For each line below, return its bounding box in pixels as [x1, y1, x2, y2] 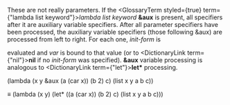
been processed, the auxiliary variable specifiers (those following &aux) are [7, 28, 223, 36]
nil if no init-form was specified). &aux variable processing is [28, 56, 203, 64]
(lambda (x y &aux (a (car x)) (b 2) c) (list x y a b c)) [7, 77, 154, 85]
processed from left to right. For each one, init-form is [7, 35, 161, 44]
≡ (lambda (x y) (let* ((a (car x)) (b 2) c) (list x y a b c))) [7, 90, 164, 98]
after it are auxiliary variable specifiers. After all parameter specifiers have [7, 21, 218, 28]
